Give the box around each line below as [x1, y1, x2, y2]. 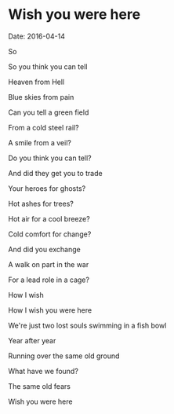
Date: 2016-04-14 [8, 31, 65, 41]
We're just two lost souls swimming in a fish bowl [8, 321, 167, 330]
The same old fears [8, 381, 71, 390]
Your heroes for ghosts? [8, 183, 86, 193]
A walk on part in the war [8, 259, 89, 269]
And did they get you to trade [8, 168, 103, 178]
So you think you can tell [8, 61, 88, 71]
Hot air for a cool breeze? [8, 214, 90, 223]
